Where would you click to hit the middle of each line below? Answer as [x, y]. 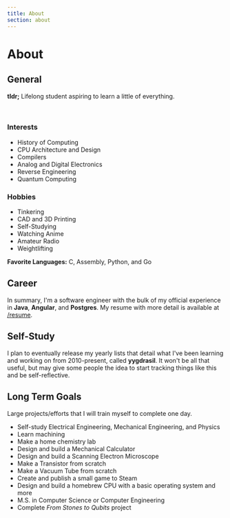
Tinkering [31, 212]
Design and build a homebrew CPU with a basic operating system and [116, 485]
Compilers [32, 157]
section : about [29, 20]
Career [22, 283]
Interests [22, 127]
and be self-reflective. [39, 375]
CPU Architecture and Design [59, 150]
